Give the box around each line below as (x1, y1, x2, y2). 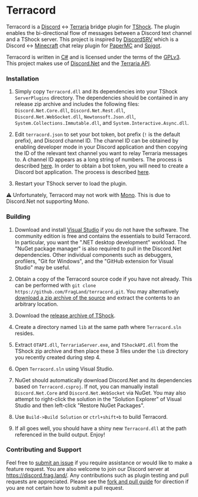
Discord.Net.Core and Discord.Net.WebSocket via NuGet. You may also (14, 389, 186, 396)
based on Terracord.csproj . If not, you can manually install (14, 383, 158, 390)
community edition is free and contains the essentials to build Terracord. (14, 232, 191, 240)
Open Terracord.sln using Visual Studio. (14, 365, 114, 372)
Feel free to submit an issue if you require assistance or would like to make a (6, 459, 193, 466)
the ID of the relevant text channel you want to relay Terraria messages (14, 150, 188, 157)
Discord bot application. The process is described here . (14, 169, 151, 176)
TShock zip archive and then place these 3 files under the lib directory (14, 347, 189, 354)
